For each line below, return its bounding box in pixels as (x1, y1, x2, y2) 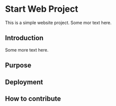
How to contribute (5, 94, 61, 103)
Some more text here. (5, 47, 49, 53)
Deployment (5, 78, 43, 86)
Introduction (5, 34, 44, 42)
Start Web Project (5, 3, 78, 15)
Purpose (5, 61, 32, 70)
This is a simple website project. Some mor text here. (5, 20, 112, 26)
